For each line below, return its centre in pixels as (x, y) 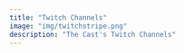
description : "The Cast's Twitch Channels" (93, 34)
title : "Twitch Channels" (58, 18)
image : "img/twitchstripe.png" (68, 26)
